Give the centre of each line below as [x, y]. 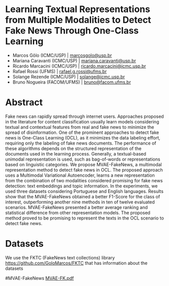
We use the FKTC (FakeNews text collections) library [60, 257]
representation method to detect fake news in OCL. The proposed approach [84, 170]
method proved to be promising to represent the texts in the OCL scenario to [84, 218]
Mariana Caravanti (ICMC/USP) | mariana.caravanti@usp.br [74, 60]
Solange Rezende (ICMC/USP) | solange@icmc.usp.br [69, 77]
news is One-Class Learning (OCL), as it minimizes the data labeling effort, [83, 137]
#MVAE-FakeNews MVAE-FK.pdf [40, 278]
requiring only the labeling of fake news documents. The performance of [81, 143]
